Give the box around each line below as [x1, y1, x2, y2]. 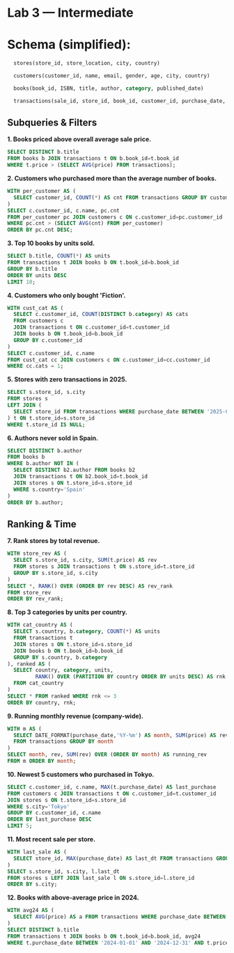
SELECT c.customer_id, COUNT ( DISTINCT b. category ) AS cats [13, 311, 189, 318]
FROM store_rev [7, 589, 52, 596]
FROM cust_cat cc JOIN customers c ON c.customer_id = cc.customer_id [7, 356, 210, 363]
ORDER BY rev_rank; [7, 595, 64, 603]
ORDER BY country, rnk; [7, 699, 77, 706]
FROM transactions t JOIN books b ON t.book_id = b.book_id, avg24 [7, 933, 201, 940]
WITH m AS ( [7, 725, 42, 732]
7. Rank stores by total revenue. [7, 537, 100, 545]
